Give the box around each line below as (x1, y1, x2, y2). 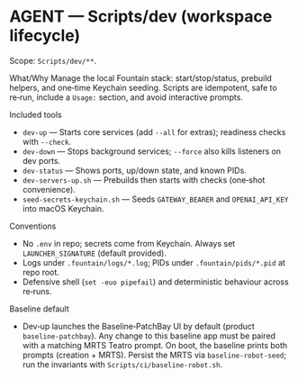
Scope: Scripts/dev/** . (9, 55, 97, 66)
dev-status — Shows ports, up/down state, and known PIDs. (22, 165, 248, 176)
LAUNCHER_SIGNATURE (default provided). (22, 248, 167, 258)
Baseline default (9, 303, 69, 314)
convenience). (22, 184, 77, 194)
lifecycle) (9, 25, 81, 46)
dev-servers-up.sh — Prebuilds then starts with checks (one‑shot (22, 174, 266, 185)
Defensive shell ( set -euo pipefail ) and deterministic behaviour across (22, 276, 290, 287)
